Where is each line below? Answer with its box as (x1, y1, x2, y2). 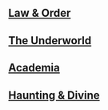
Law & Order (8, 6, 71, 20)
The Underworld (8, 34, 92, 47)
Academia (8, 61, 60, 75)
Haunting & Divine (8, 88, 100, 102)
